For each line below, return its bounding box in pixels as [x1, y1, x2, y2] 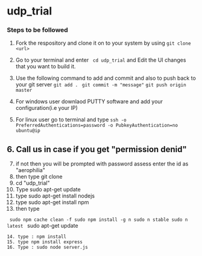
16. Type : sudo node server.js [7, 245, 88, 251]
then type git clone [15, 173, 63, 181]
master [15, 88, 33, 94]
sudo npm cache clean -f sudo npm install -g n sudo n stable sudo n [9, 217, 188, 223]
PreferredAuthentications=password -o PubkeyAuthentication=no [15, 123, 178, 129]
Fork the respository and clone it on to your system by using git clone [15, 39, 191, 46]
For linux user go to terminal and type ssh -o [15, 116, 127, 123]
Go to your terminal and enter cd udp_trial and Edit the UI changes [15, 56, 186, 64]
